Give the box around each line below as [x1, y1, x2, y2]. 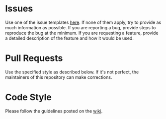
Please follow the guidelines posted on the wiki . [5, 108, 103, 114]
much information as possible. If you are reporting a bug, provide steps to [5, 24, 156, 30]
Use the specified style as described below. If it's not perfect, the [5, 69, 139, 75]
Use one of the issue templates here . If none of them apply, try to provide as [5, 19, 162, 25]
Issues [5, 3, 33, 14]
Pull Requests [5, 53, 63, 64]
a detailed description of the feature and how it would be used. [5, 35, 134, 41]
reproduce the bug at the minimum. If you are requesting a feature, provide [5, 30, 159, 36]
